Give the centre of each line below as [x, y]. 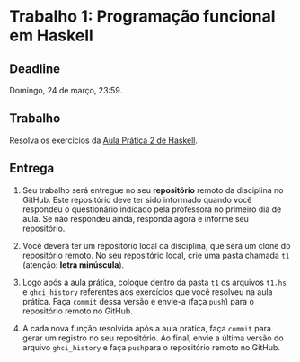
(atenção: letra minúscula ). [73, 265]
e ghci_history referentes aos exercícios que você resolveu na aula [147, 291]
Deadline [35, 69]
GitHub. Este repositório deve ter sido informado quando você [137, 199]
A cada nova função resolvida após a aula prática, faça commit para [147, 328]
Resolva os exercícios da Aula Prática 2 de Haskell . [104, 140]
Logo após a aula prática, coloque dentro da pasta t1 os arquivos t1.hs [154, 282]
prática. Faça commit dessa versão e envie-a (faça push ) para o [138, 301]
